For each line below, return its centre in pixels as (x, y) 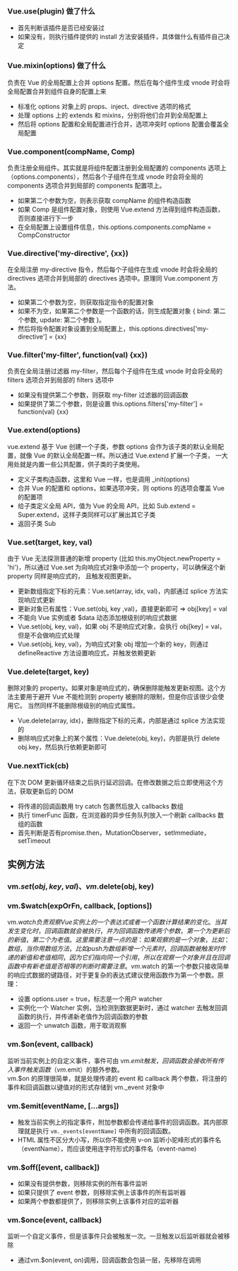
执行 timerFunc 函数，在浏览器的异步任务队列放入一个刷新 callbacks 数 (121, 815)
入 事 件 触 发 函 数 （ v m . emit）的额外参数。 (65, 1070)
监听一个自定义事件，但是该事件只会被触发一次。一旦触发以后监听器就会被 (115, 1236)
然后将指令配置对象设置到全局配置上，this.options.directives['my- (113, 329)
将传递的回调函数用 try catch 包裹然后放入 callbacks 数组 (100, 806)
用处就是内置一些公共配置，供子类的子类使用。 (75, 464)
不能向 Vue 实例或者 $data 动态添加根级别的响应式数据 (97, 618)
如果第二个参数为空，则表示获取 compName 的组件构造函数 (104, 200)
